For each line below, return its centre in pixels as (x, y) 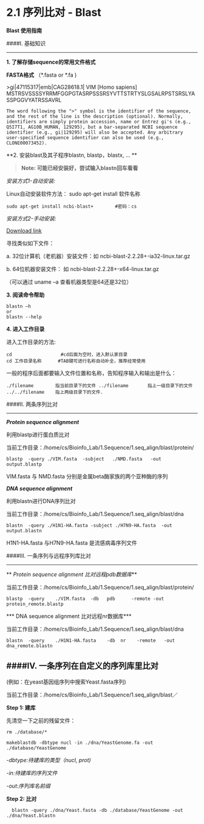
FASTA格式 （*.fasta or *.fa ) (42, 75)
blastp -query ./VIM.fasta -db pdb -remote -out (85, 599)
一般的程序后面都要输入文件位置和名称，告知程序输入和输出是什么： (91, 373)
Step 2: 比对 (22, 798)
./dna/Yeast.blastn (31, 815)
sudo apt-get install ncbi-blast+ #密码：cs (72, 206)
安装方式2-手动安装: (31, 218)
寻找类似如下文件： (30, 243)
